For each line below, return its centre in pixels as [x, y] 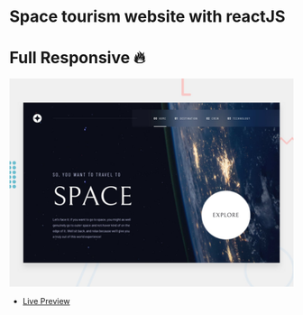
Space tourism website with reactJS [147, 17]
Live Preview [46, 301]
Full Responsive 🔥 [78, 58]
